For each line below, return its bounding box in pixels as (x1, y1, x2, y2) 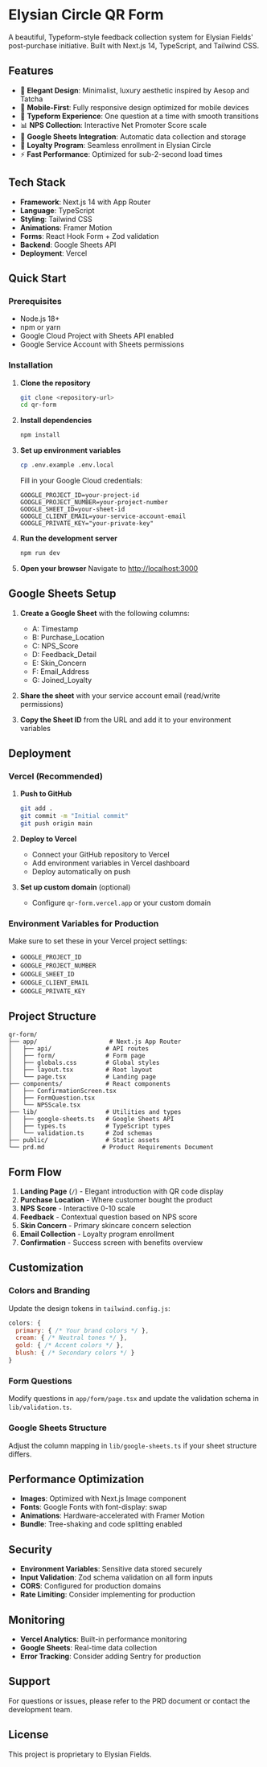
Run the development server (19, 533, 118, 544)
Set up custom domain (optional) (19, 882, 131, 892)
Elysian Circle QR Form (8, 6, 164, 24)
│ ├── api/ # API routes (8, 1045, 150, 1053)
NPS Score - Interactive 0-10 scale (19, 1203, 136, 1213)
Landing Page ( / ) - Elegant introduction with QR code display (19, 1186, 224, 1196)
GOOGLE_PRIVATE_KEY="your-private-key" (19, 520, 154, 528)
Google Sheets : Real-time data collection (19, 1642, 158, 1652)
